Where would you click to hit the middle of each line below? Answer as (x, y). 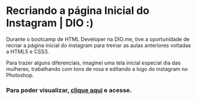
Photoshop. (20, 75)
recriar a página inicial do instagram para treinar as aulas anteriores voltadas (98, 45)
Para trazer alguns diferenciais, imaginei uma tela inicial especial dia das (94, 63)
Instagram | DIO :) (50, 23)
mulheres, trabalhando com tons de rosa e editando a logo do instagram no (97, 69)
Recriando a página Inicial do (78, 11)
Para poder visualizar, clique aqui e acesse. (69, 90)
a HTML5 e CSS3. (28, 51)
